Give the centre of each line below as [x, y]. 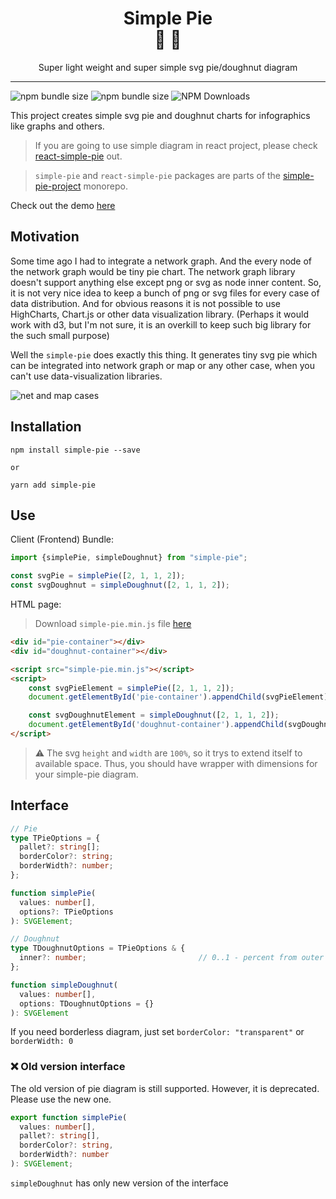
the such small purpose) [60, 335]
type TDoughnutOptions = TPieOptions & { [98, 948]
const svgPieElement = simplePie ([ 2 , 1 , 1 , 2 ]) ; [131, 688]
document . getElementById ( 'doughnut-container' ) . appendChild [156, 725]
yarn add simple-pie [53, 485]
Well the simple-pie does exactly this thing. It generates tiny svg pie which [164, 354]
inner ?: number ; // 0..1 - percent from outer [172, 958]
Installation [46, 427]
